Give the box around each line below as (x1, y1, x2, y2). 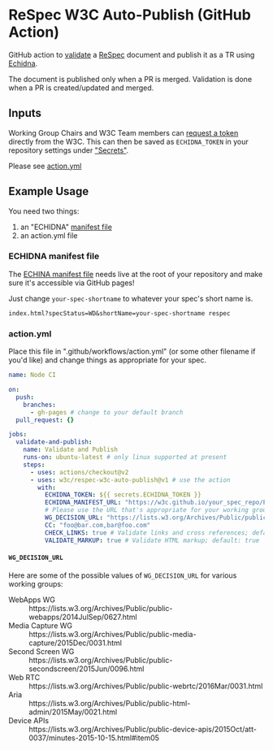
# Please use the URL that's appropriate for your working (44, 506, 249, 514)
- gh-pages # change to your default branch (29, 408, 184, 416)
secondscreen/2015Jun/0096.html (28, 664, 145, 674)
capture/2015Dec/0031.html (28, 638, 122, 648)
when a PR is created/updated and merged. (8, 83, 154, 93)
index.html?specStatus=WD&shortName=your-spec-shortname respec (8, 309, 231, 318)
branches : (23, 401, 57, 409)
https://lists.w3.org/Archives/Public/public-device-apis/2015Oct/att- (28, 724, 258, 734)
